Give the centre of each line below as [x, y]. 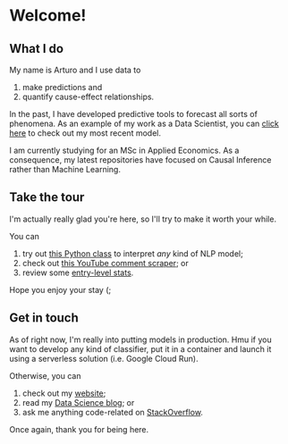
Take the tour [47, 197]
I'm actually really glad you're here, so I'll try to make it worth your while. [143, 219]
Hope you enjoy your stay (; [60, 289]
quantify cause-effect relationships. [88, 96]
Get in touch [44, 318]
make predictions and [62, 87]
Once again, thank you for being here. [79, 429]
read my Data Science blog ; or [78, 402]
